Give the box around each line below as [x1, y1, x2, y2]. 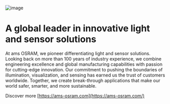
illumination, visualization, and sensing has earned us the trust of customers [5, 72, 165, 78]
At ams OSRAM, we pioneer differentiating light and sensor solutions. [5, 50, 151, 56]
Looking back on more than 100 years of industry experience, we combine [5, 56, 162, 62]
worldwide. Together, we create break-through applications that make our [5, 77, 161, 84]
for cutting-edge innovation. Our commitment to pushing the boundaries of [5, 66, 163, 72]
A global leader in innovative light [5, 23, 151, 34]
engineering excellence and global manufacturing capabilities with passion [5, 61, 162, 67]
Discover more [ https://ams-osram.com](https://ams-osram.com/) [5, 92, 144, 99]
